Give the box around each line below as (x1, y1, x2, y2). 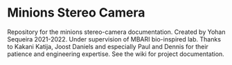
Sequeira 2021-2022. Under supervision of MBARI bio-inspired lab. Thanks (7, 35, 222, 43)
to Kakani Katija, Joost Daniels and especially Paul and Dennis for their (7, 42, 209, 50)
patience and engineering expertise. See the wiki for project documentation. (7, 50, 225, 58)
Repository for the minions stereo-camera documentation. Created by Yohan (7, 28, 226, 36)
